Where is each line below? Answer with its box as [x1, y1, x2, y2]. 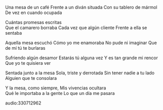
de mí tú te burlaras [5, 45, 46, 51]
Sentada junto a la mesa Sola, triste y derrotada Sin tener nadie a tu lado [5, 70, 154, 76]
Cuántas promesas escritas [5, 20, 62, 25]
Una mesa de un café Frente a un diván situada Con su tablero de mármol [5, 5, 157, 10]
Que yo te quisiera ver [5, 60, 51, 66]
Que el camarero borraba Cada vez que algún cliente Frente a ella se [5, 25, 147, 31]
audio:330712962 [5, 100, 42, 106]
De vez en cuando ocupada [5, 10, 62, 16]
